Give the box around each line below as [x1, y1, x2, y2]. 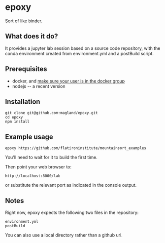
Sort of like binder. [5, 18, 43, 24]
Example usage [5, 132, 53, 141]
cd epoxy [5, 115, 23, 120]
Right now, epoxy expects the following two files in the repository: [5, 209, 139, 215]
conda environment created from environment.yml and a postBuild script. [5, 50, 154, 56]
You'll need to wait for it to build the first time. [5, 155, 98, 161]
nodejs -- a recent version [12, 83, 66, 89]
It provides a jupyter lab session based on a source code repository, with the [5, 45, 161, 51]
